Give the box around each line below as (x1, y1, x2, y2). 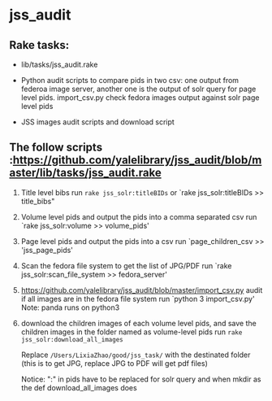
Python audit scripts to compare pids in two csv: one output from (20, 76, 239, 85)
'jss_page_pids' (20, 245, 74, 255)
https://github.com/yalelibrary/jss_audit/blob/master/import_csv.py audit (20, 285, 263, 294)
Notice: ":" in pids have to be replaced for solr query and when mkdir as (20, 374, 261, 384)
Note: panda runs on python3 (20, 303, 120, 312)
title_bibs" (20, 196, 55, 206)
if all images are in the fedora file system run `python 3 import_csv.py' (20, 294, 255, 303)
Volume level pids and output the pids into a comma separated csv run (20, 211, 257, 221)
